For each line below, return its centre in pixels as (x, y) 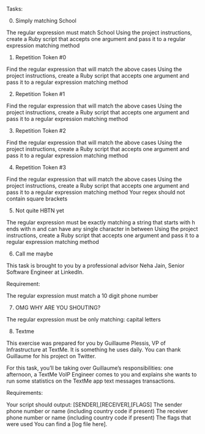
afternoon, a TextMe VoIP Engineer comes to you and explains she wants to (102, 374)
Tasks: (15, 9)
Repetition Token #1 (40, 94)
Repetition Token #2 (40, 131)
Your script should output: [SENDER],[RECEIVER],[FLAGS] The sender (94, 405)
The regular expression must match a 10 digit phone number (82, 296)
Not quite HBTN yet (39, 211)
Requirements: (24, 393)
